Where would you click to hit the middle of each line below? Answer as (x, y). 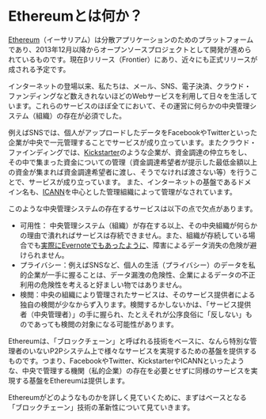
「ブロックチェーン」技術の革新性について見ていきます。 (101, 407)
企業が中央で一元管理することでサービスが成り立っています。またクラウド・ (133, 142)
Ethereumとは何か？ (76, 16)
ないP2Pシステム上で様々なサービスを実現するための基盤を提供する (146, 351)
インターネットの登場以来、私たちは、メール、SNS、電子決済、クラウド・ (130, 86)
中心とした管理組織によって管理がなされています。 (154, 191)
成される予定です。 (39, 69)
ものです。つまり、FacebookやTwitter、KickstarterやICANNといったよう (126, 360)
